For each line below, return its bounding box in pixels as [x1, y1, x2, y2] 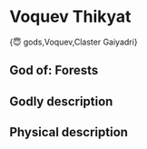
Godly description [9, 94, 113, 109]
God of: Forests [9, 63, 99, 78]
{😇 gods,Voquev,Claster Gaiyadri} [9, 36, 138, 47]
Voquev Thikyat [9, 6, 132, 27]
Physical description [9, 124, 129, 140]
